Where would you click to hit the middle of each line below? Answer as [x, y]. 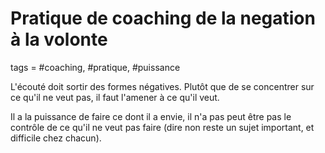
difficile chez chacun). [56, 138]
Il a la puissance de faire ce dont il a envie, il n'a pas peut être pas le [151, 116]
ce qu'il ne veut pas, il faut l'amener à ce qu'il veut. [115, 97]
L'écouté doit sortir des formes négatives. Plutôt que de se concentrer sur [162, 86]
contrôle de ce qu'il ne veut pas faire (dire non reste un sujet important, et [162, 127]
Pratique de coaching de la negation [163, 18]
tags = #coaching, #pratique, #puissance [95, 67]
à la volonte [59, 39]
